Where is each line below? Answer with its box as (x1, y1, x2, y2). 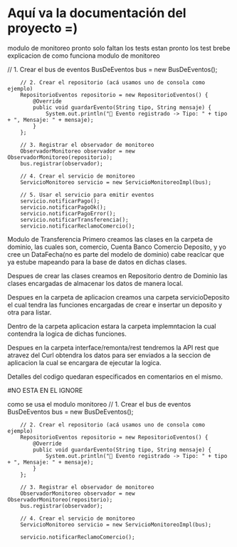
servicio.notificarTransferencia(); (20, 216, 130, 223)
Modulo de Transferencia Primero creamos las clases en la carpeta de (7, 235, 214, 243)
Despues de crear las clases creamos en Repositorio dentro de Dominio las (7, 271, 228, 280)
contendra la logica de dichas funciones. (7, 329, 127, 338)
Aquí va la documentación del (7, 5, 186, 21)
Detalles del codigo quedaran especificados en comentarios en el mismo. (7, 372, 223, 381)
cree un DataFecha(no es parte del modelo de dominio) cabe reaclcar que (7, 250, 224, 258)
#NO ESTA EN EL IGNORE (7, 386, 83, 394)
